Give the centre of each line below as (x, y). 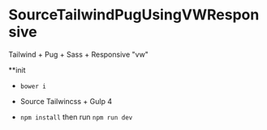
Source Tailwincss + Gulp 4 (66, 101)
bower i (33, 86)
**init (17, 69)
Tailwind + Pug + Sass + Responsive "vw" (78, 54)
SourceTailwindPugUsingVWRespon (134, 15)
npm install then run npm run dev (76, 117)
